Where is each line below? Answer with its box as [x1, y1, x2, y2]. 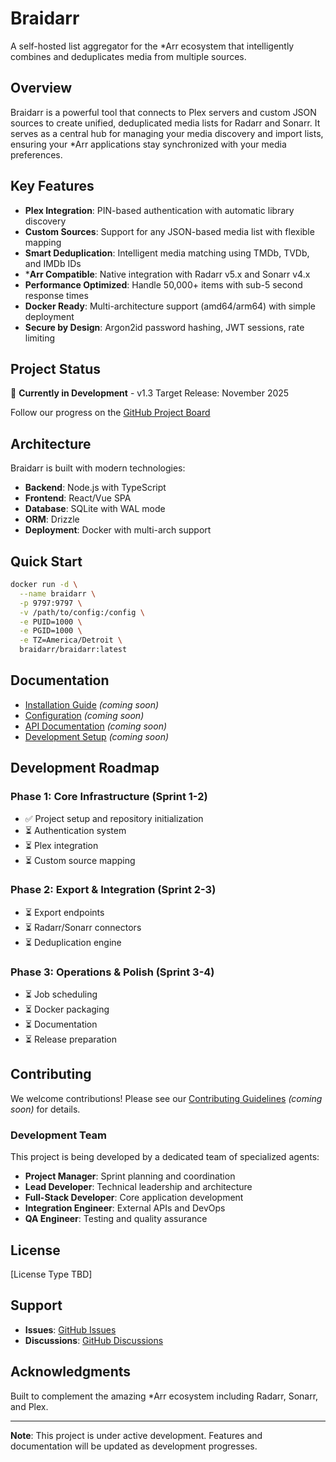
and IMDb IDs [24, 257, 82, 269]
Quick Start [10, 553, 83, 570]
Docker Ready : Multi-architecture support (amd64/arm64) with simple [24, 300, 316, 312]
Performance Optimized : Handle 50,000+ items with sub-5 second [24, 278, 303, 291]
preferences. [10, 148, 63, 161]
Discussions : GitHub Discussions [24, 1334, 164, 1346]
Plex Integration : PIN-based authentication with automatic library [24, 204, 295, 216]
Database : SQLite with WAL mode [24, 503, 166, 515]
